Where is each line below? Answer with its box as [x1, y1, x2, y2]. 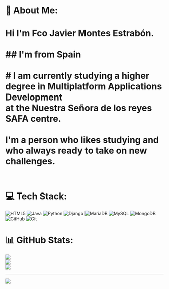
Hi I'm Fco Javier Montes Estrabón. [5, 28, 154, 39]
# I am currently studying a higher [5, 70, 150, 82]
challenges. [5, 156, 55, 167]
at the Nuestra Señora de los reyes [5, 103, 152, 114]
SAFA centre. [5, 113, 61, 125]
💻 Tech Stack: [5, 190, 67, 202]
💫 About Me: [5, 5, 58, 16]
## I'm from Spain [5, 49, 81, 60]
